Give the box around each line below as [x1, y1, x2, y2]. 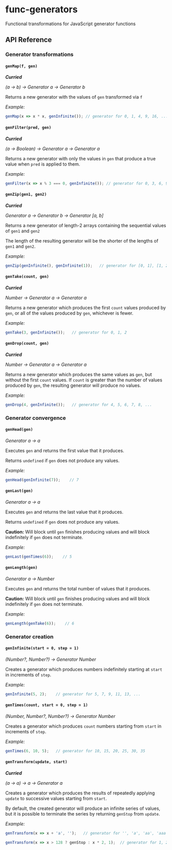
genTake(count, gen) [5, 274, 50, 280]
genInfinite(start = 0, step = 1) [5, 646, 79, 651]
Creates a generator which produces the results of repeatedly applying [5, 790, 155, 796]
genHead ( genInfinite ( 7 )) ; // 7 [5, 477, 79, 483]
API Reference [5, 35, 52, 44]
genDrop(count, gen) [5, 341, 50, 346]
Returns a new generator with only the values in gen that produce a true [5, 155, 156, 161]
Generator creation [5, 633, 54, 640]
